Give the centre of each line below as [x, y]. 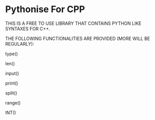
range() [13, 103]
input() [12, 73]
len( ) [10, 63]
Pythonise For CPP [45, 9]
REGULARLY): [20, 44]
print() [12, 83]
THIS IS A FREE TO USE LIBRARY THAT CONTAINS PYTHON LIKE [73, 23]
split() [11, 93]
